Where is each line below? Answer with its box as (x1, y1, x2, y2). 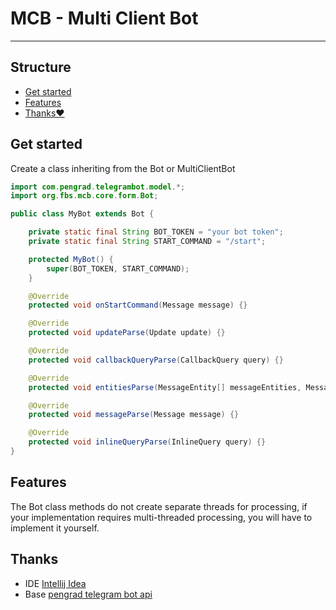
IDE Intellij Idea (24, 577, 87, 589)
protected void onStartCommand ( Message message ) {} (28, 300, 248, 311)
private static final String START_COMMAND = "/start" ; (28, 237, 267, 247)
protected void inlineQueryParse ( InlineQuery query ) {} (28, 437, 267, 447)
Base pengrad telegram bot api (24, 588, 153, 600)
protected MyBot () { (28, 254, 114, 264)
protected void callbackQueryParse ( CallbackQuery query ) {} (28, 355, 284, 365)
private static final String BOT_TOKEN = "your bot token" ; (28, 227, 284, 237)
